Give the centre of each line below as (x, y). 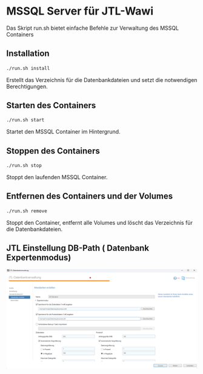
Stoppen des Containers (53, 151)
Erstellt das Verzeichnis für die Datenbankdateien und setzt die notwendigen (102, 80)
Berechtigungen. (27, 86)
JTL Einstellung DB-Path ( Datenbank (78, 248)
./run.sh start (25, 120)
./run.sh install (28, 68)
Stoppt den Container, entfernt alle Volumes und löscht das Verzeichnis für (99, 222)
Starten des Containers (51, 105)
